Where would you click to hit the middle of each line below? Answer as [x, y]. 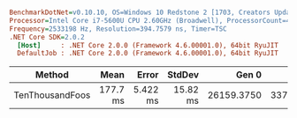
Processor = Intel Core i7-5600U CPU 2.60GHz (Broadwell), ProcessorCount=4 [150, 20]
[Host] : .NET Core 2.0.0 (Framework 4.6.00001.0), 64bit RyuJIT [148, 45]
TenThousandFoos [52, 95]
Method [52, 75]
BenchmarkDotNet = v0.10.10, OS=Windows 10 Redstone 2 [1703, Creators [140, 12]
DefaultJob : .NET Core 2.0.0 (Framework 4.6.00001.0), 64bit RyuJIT [148, 54]
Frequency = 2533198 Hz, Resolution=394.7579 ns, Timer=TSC [118, 29]
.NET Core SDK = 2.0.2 [47, 37]
